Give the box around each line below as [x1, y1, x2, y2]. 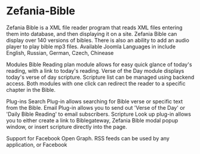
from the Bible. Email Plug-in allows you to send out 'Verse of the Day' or [6, 104, 185, 111]
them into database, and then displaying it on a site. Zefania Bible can [6, 30, 177, 37]
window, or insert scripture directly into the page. [6, 123, 127, 130]
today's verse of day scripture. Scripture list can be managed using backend [6, 73, 195, 81]
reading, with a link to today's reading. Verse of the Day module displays [6, 67, 184, 74]
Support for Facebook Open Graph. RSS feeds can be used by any [6, 134, 170, 141]
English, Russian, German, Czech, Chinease [6, 49, 114, 56]
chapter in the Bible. [6, 86, 56, 93]
